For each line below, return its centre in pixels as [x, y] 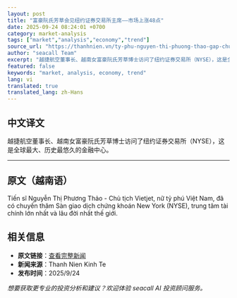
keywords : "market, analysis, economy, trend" [77, 73]
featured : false [31, 66]
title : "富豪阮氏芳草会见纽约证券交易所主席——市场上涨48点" [86, 20]
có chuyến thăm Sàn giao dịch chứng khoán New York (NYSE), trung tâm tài [118, 206]
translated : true [33, 86]
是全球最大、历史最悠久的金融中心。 [60, 149]
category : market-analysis [47, 33]
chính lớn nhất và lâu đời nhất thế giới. [62, 213]
